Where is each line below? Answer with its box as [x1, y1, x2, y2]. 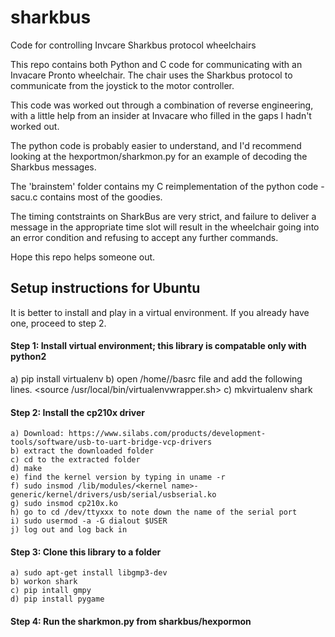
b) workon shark [10, 577, 78, 587]
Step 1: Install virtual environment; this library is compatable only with [10, 340, 307, 352]
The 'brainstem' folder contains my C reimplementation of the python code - [10, 180, 325, 192]
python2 [10, 351, 47, 363]
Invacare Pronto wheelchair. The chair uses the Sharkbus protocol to [10, 69, 293, 81]
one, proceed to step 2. [10, 317, 107, 329]
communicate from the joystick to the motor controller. [10, 79, 235, 91]
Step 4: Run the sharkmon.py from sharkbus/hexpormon [10, 615, 252, 627]
